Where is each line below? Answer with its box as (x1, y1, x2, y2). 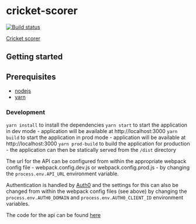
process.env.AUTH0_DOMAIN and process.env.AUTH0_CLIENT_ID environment (6, 194, 184, 201)
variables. (6, 201, 30, 208)
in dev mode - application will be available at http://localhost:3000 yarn (6, 128, 178, 135)
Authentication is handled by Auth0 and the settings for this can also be (6, 182, 178, 189)
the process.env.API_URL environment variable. (6, 170, 119, 177)
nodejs (14, 87, 31, 94)
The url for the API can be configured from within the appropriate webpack (6, 158, 187, 165)
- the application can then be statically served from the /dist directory (6, 147, 177, 154)
